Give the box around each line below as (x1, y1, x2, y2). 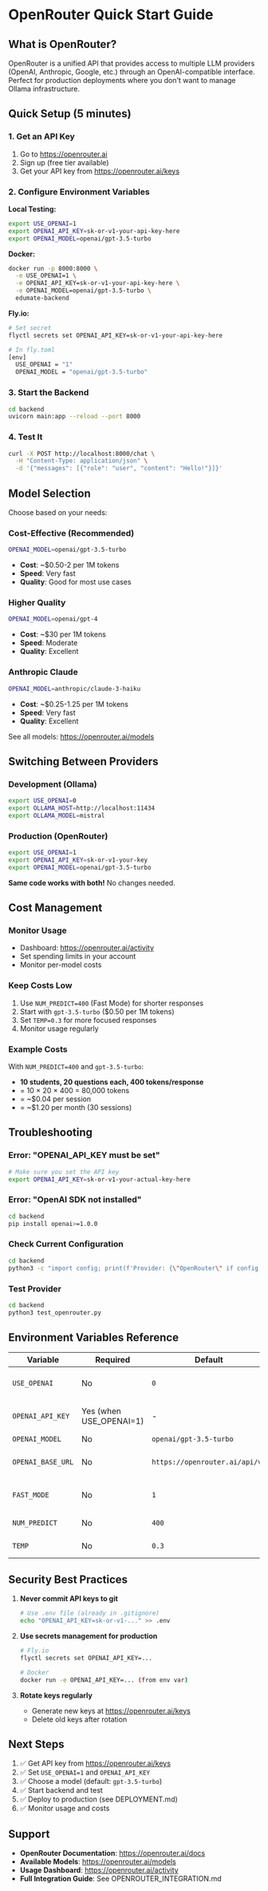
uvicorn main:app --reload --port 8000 (8, 413, 141, 421)
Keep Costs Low (8, 980, 73, 991)
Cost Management (8, 901, 103, 915)
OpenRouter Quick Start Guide (8, 6, 214, 24)
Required (95, 1354, 131, 1366)
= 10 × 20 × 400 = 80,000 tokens (19, 1086, 130, 1096)
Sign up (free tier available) (19, 157, 109, 167)
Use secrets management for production (19, 1631, 158, 1640)
